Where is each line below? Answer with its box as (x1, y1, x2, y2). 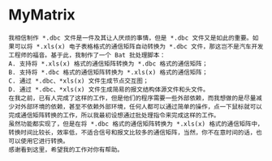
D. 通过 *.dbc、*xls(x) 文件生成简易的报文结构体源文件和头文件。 (8, 85, 209, 94)
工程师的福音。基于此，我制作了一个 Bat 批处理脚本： (8, 51, 166, 59)
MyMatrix (8, 6, 76, 24)
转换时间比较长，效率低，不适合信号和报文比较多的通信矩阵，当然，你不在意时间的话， (8, 128, 257, 137)
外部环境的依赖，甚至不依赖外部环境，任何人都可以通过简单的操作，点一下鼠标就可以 (19, 103, 262, 111)
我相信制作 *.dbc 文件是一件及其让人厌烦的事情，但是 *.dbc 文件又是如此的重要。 (8, 34, 253, 42)
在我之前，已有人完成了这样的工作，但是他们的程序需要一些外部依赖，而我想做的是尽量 (8, 94, 257, 102)
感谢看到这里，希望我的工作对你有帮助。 (8, 146, 123, 154)
